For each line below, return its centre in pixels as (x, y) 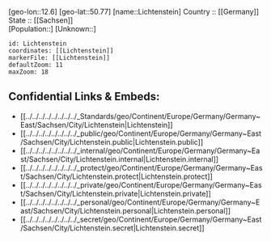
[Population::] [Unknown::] (53, 29)
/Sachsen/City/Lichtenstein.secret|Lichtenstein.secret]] (112, 228)
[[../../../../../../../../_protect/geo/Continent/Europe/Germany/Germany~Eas (141, 167)
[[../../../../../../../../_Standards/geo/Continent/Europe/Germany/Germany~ (140, 116)
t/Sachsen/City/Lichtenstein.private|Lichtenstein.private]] (116, 193)
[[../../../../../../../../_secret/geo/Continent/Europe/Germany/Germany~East (141, 219)
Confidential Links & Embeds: (84, 97)
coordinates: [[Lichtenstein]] (61, 51)
